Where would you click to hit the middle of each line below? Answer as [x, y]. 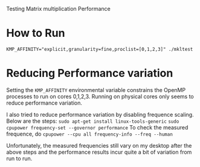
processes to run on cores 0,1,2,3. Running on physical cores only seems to [100, 96]
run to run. [19, 158]
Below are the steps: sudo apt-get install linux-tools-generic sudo [93, 121]
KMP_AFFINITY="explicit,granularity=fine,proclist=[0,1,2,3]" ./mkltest [100, 49]
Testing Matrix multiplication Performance [58, 9]
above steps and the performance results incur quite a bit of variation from [99, 152]
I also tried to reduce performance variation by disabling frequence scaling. [100, 114]
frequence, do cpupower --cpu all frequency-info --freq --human [90, 134]
